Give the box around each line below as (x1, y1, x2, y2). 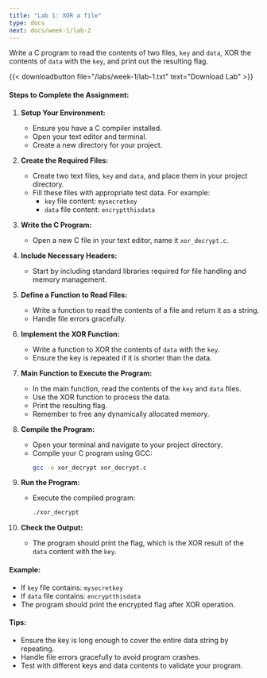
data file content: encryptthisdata (44, 204, 156, 214)
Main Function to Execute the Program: (20, 368, 153, 378)
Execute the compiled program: (32, 493, 136, 503)
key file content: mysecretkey (44, 196, 137, 206)
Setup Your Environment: (20, 108, 106, 117)
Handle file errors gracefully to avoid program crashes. (20, 652, 201, 661)
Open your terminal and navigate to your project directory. (32, 440, 223, 449)
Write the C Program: (20, 220, 92, 229)
